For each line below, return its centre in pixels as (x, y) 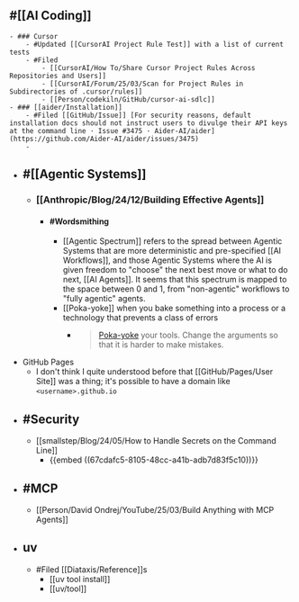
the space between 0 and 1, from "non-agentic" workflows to (176, 289)
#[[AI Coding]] (50, 16)
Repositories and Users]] (58, 76)
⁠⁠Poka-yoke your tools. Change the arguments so (189, 335)
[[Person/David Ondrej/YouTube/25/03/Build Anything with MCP (155, 509)
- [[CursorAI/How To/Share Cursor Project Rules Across (149, 67)
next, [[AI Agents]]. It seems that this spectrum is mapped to (175, 280)
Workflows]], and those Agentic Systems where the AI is (168, 260)
